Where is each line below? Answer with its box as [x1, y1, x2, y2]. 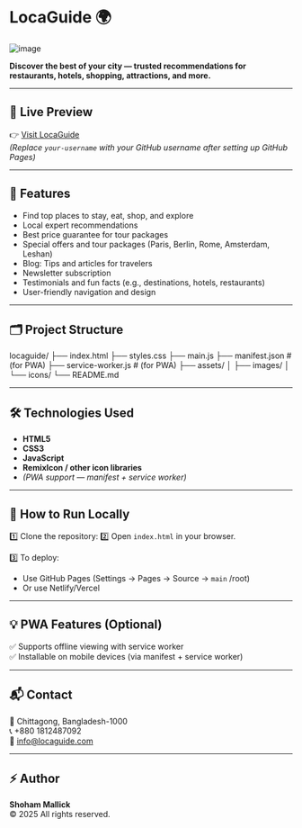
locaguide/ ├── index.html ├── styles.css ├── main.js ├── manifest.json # [9, 350, 292, 361]
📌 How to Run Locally [9, 506, 130, 522]
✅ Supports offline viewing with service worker [9, 641, 184, 652]
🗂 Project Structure [9, 321, 124, 337]
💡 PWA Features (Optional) [9, 617, 163, 633]
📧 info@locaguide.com [9, 735, 93, 746]
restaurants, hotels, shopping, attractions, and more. [9, 69, 211, 81]
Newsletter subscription [22, 267, 111, 278]
